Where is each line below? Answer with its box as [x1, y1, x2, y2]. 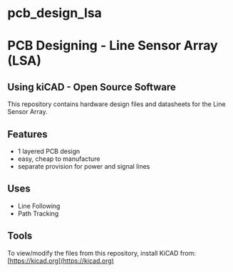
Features [7, 128, 48, 140]
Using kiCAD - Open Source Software [7, 80, 176, 93]
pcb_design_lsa [7, 5, 102, 21]
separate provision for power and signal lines [17, 162, 150, 170]
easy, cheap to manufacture [17, 155, 100, 163]
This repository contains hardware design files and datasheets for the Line [7, 100, 226, 108]
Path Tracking [17, 209, 59, 218]
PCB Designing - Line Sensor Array [7, 38, 219, 54]
